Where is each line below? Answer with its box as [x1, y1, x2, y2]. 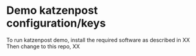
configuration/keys [6, 16, 106, 30]
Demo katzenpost [6, 4, 98, 17]
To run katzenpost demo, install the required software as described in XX [6, 36, 191, 43]
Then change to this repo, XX [6, 43, 81, 50]
